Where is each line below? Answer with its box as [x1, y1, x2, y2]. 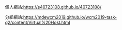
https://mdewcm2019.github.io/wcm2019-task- [23, 14, 117, 20]
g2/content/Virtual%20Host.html [5, 20, 70, 25]
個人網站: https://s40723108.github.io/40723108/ [5, 4, 102, 10]
